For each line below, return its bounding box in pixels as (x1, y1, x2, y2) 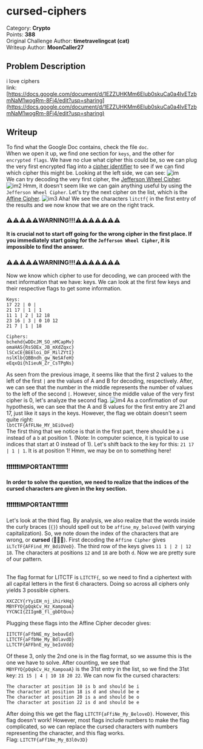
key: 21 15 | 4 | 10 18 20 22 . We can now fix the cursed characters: (6, 671, 181, 679)
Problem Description (6, 61, 86, 72)
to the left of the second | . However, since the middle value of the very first (6, 390, 195, 398)
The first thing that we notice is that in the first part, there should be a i (6, 428, 184, 435)
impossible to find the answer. (6, 243, 84, 250)
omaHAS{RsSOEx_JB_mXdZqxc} (6, 344, 75, 351)
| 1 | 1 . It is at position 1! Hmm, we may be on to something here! (6, 447, 171, 454)
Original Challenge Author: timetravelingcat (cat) (6, 37, 130, 44)
